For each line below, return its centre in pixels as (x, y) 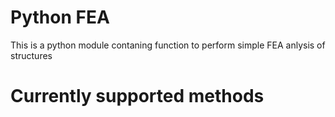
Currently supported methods (137, 96)
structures (31, 55)
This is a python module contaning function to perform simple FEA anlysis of (168, 45)
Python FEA (60, 17)
